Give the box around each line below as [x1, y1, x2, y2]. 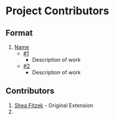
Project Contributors [5, 4, 110, 18]
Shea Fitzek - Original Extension [14, 102, 94, 109]
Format [5, 28, 33, 38]
